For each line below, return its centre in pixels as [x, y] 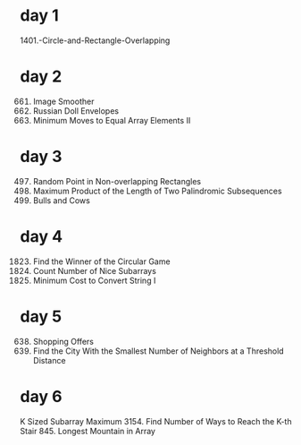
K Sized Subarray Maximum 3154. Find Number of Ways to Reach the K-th [156, 421]
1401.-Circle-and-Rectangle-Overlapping [95, 40]
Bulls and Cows [62, 200]
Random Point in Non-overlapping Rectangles [117, 181]
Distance [49, 360]
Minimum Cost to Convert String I [94, 280]
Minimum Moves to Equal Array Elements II [112, 120]
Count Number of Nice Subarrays [94, 270]
